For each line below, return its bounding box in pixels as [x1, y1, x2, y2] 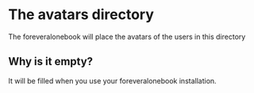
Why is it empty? [8, 55, 94, 68]
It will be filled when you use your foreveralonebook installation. [8, 76, 217, 85]
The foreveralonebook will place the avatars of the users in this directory [8, 32, 246, 41]
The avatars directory [8, 6, 155, 24]
